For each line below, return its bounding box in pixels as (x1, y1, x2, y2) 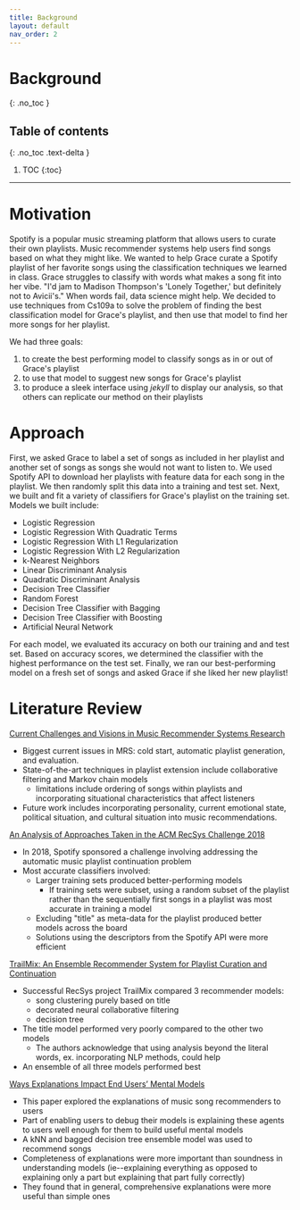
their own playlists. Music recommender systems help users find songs (9, 243, 271, 255)
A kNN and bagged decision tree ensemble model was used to (21, 1133, 253, 1144)
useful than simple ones (21, 1190, 111, 1201)
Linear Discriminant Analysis (21, 564, 128, 575)
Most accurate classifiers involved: (21, 865, 151, 876)
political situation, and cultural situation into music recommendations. (21, 812, 278, 822)
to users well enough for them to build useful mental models (21, 1124, 244, 1135)
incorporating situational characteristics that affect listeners (35, 792, 255, 804)
